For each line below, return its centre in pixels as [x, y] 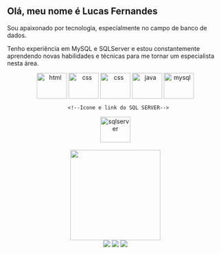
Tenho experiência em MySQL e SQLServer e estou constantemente [104, 48]
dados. [17, 35]
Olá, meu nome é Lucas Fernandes [82, 11]
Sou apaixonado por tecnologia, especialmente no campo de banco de [107, 28]
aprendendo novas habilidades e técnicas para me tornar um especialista [111, 56]
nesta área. [23, 63]
